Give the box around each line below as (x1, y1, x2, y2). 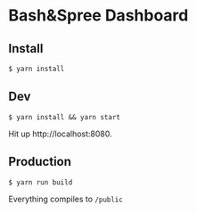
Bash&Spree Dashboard (8, 5, 189, 26)
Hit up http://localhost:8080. (8, 128, 112, 139)
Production (8, 154, 72, 169)
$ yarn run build (8, 177, 73, 187)
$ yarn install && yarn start (8, 112, 121, 121)
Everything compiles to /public (8, 193, 124, 204)
